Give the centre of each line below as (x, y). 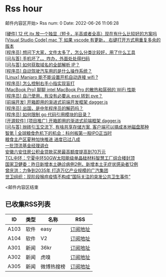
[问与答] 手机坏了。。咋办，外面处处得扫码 (48, 58)
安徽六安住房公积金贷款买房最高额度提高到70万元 (55, 152)
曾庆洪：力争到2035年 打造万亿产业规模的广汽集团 (57, 170)
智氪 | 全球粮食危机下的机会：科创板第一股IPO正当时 (58, 133)
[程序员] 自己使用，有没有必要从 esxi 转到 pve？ (54, 95)
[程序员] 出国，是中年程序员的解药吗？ (44, 108)
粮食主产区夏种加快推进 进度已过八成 (43, 139)
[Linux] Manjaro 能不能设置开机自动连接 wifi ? (52, 77)
